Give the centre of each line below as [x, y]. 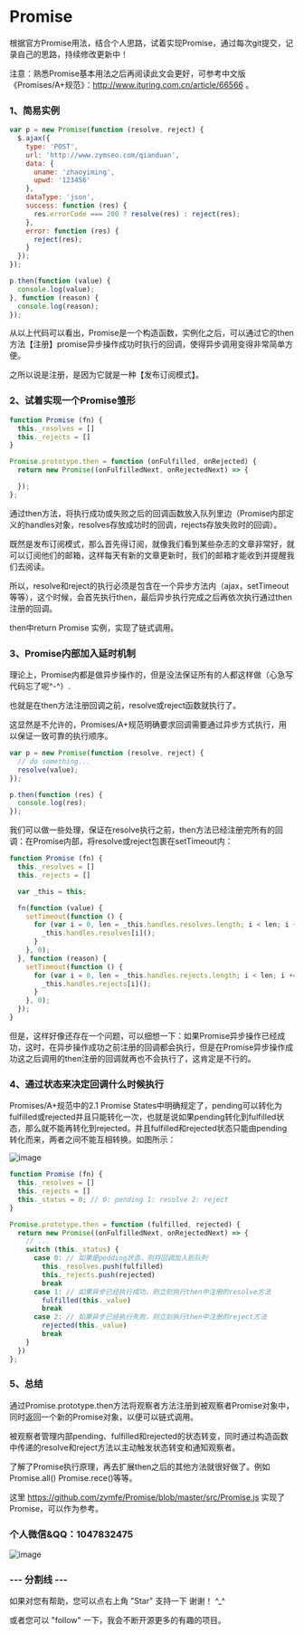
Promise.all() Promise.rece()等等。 [73, 1477]
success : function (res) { [76, 206]
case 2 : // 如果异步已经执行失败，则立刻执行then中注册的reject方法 [150, 1317]
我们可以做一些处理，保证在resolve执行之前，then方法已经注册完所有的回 [146, 830]
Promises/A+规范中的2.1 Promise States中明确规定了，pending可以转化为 [146, 1106]
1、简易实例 [35, 111]
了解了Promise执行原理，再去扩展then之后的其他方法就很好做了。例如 [140, 1466]
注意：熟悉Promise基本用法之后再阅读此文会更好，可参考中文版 [128, 73]
